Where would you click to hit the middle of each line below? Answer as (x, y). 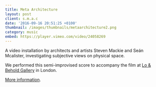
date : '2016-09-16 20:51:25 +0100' (41, 23)
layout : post (18, 14)
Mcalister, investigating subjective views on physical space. (65, 55)
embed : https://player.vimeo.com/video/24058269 (55, 37)
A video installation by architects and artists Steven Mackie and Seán (74, 50)
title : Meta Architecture (31, 9)
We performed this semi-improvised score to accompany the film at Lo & (78, 65)
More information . (23, 79)
